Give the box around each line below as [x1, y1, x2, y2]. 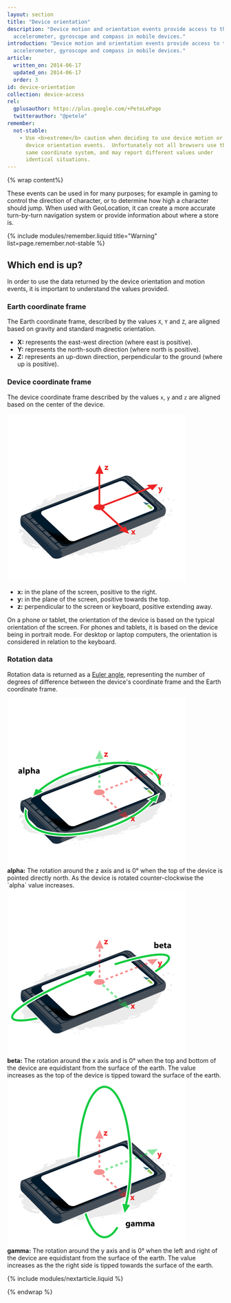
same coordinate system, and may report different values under [25, 149, 214, 156]
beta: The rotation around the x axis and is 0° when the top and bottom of [7, 1056, 217, 1064]
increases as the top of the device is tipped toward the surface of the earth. [7, 1070, 221, 1079]
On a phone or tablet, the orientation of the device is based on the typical [7, 616, 215, 624]
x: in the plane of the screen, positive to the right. [16, 588, 157, 596]
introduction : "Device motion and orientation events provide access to [7, 40, 220, 47]
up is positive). [16, 360, 59, 368]
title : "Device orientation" [7, 18, 91, 25]
